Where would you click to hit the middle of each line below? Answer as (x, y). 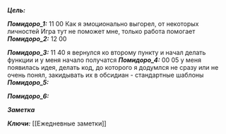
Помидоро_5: (28, 83)
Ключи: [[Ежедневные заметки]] (57, 123)
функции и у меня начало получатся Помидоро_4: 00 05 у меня (105, 60)
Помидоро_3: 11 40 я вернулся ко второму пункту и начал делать (107, 53)
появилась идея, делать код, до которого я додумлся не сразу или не (113, 67)
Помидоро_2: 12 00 (37, 39)
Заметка (21, 110)
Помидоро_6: (28, 96)
